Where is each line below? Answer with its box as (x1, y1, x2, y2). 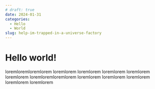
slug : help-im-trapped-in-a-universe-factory (5, 30, 101, 35)
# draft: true (5, 7, 35, 12)
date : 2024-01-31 (5, 12, 41, 17)
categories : (5, 16, 30, 21)
